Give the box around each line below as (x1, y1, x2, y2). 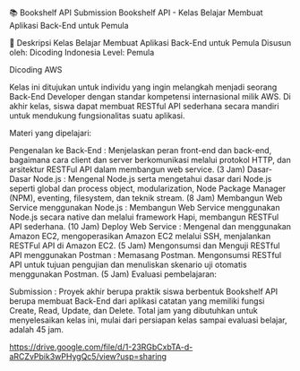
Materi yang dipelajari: (9, 128, 92, 138)
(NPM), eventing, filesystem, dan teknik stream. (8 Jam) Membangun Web (9, 193, 283, 203)
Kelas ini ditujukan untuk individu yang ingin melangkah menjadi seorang (9, 82, 278, 92)
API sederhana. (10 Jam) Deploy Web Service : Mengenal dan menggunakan (9, 221, 291, 231)
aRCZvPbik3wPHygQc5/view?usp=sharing (9, 351, 167, 361)
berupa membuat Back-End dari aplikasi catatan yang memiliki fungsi (9, 296, 265, 306)
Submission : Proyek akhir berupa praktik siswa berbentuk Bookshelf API (9, 286, 279, 297)
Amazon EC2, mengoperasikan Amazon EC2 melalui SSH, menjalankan (9, 231, 271, 241)
